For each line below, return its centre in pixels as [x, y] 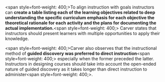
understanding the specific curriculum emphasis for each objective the [80, 18]
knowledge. [17, 39]
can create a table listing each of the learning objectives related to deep [80, 12]
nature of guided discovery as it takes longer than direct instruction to [76, 69]
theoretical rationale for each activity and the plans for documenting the [81, 23]
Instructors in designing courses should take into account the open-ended [81, 64]
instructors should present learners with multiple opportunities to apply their [82, 33]
